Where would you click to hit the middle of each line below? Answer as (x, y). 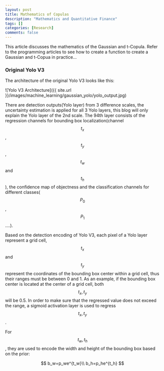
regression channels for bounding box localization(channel (65, 121)
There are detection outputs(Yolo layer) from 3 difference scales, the (75, 105)
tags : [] (14, 23)
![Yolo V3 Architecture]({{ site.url (38, 90)
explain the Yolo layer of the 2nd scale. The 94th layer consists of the (75, 115)
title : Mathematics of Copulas (37, 14)
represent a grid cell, (26, 240)
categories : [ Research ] (29, 28)
